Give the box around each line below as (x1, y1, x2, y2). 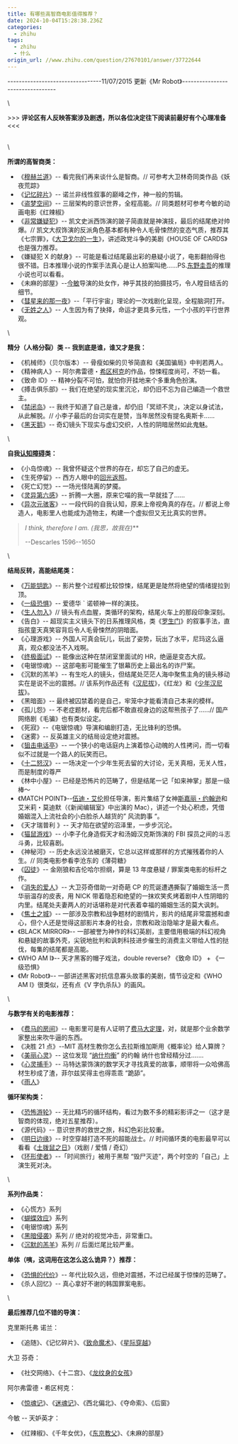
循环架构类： (7, 1092, 45, 1101)
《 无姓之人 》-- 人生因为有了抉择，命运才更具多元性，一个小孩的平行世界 (17, 305, 230, 314)
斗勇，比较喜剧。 (17, 838, 68, 847)
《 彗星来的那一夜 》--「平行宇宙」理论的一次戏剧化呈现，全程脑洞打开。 (17, 296, 229, 305)
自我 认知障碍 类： (7, 448, 57, 458)
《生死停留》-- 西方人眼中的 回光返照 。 (17, 473, 131, 481)
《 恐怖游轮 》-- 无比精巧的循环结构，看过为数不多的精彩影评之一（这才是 (17, 1108, 230, 1116)
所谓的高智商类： (7, 157, 57, 165)
